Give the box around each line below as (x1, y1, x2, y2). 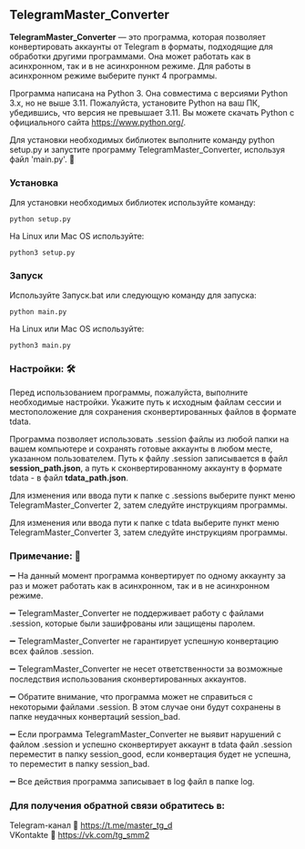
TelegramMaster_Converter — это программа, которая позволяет (9, 31, 266, 42)
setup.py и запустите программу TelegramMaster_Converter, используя (9, 144, 285, 155)
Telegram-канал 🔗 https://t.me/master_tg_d (9, 820, 173, 831)
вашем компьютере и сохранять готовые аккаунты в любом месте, (9, 443, 273, 454)
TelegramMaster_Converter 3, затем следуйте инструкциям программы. (9, 527, 289, 538)
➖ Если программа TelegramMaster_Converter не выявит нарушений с (9, 729, 282, 740)
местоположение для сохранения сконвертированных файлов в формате (9, 406, 297, 417)
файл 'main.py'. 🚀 (9, 154, 76, 165)
